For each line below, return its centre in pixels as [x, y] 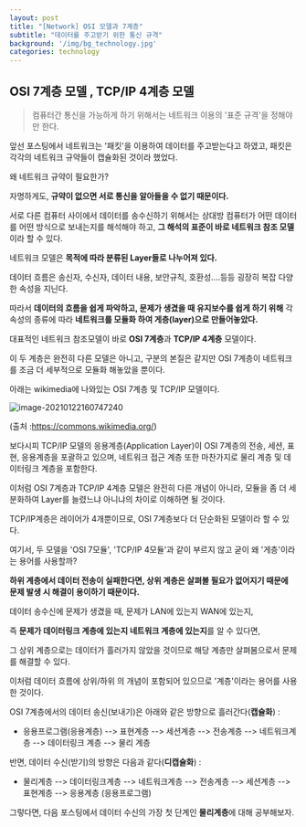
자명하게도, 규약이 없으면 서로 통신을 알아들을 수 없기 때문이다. [119, 196]
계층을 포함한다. [69, 468]
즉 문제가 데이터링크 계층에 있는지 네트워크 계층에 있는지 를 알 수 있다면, [135, 631]
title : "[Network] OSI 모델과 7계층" [76, 27]
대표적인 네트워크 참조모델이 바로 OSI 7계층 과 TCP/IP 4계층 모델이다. [133, 338]
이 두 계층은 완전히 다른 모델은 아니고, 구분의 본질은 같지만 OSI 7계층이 [135, 358]
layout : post [34, 18]
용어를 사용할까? [48, 561]
